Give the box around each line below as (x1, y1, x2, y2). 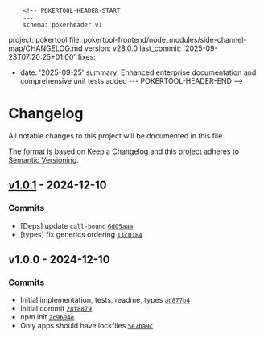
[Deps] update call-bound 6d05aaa (19, 221, 134, 230)
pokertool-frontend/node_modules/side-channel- (83, 35, 247, 44)
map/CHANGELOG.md (8, 43, 83, 53)
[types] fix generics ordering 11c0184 (19, 229, 143, 239)
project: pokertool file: (8, 35, 82, 44)
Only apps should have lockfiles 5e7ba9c (19, 321, 154, 331)
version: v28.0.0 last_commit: (84, 43, 182, 53)
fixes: (77, 52, 97, 61)
